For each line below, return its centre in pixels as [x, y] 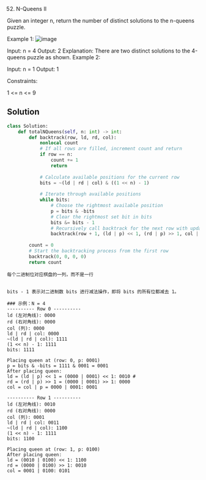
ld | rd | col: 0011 [33, 423]
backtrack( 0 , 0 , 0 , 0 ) [58, 256]
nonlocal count [59, 143]
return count [46, 262]
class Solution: [28, 126]
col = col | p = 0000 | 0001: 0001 [52, 387]
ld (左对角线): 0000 [31, 315]
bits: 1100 [21, 438]
